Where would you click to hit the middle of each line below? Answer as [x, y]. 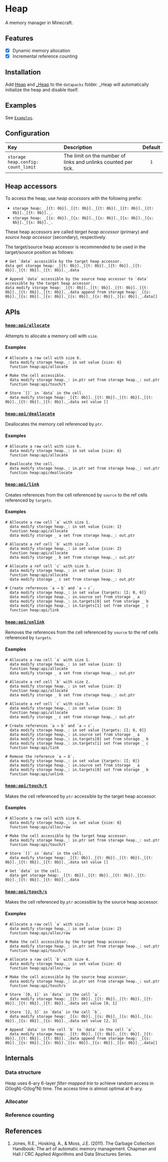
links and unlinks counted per [98, 162]
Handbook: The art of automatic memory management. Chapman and [84, 1148]
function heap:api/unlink [37, 774]
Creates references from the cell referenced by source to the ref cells [76, 495]
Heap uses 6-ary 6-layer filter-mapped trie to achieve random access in [79, 1083]
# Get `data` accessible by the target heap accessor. [63, 261]
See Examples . [19, 117]
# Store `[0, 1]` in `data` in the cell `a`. [53, 994]
